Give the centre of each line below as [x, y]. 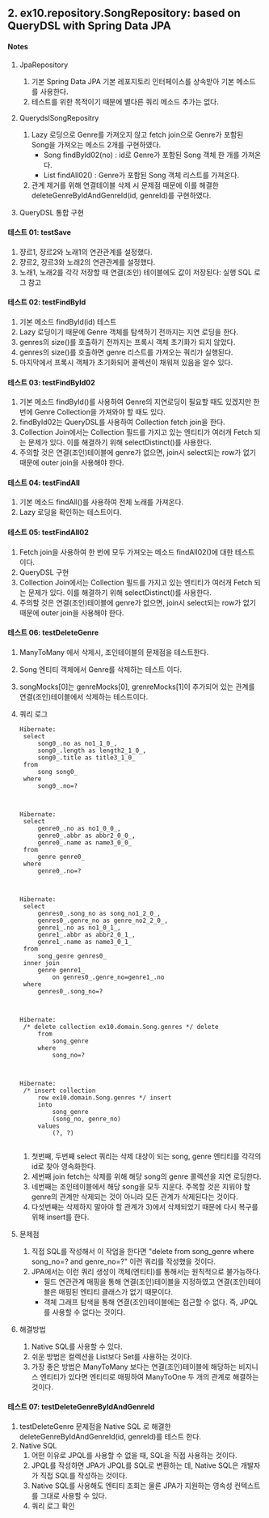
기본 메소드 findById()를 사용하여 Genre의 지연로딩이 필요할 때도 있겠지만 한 [139, 402]
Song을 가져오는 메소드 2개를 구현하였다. [96, 144]
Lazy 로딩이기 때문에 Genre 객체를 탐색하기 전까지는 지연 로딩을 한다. [129, 332]
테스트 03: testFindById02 [52, 382]
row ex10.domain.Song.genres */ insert [105, 1097]
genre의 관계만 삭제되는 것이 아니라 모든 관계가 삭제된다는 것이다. [135, 1197]
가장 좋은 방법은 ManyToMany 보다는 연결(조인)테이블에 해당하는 [134, 1367]
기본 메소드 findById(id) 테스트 [68, 322]
